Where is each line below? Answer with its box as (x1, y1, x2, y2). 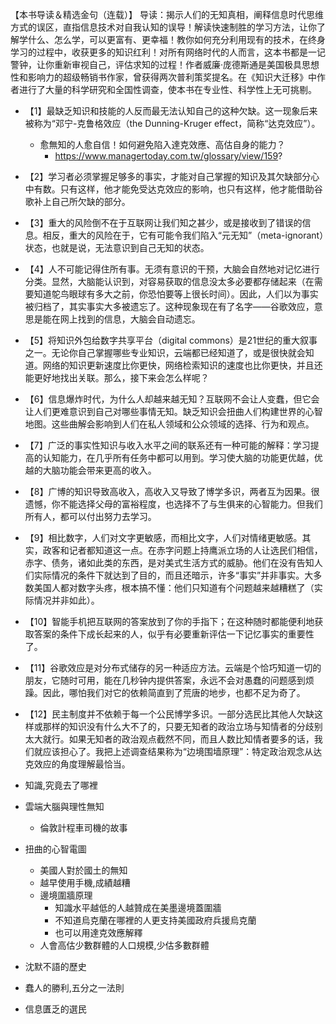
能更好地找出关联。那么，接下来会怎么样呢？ (24, 372, 210, 383)
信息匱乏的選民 (24, 1003, 87, 1015)
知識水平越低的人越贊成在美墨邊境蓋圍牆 (54, 902, 222, 913)
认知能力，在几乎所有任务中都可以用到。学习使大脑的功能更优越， (42, 452, 315, 463)
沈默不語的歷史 (24, 961, 87, 972)
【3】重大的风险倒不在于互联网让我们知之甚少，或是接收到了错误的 (24, 217, 303, 228)
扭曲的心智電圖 (24, 843, 87, 855)
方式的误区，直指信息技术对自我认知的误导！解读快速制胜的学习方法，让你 (10, 21, 317, 33)
